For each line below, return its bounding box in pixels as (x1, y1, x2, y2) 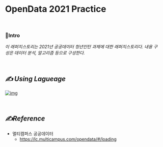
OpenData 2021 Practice (5, 3, 107, 15)
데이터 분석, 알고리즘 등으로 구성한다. (14, 50, 85, 56)
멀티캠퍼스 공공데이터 (12, 130, 54, 136)
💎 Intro (5, 32, 20, 39)
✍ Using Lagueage (5, 75, 66, 83)
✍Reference (5, 115, 45, 123)
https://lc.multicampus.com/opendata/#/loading (19, 136, 117, 142)
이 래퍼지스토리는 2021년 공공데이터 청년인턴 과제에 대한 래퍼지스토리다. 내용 (5, 44, 153, 50)
